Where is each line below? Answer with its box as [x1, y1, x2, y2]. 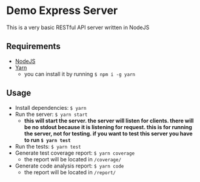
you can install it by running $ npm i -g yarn [24, 70, 135, 78]
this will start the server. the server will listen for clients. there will [24, 116, 194, 124]
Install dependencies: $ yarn [15, 104, 87, 111]
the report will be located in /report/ [24, 168, 116, 176]
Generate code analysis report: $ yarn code [15, 162, 124, 169]
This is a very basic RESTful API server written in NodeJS [6, 24, 150, 31]
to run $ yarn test [24, 136, 71, 143]
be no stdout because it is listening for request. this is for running [24, 123, 193, 130]
